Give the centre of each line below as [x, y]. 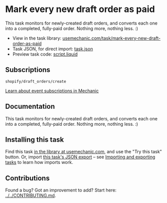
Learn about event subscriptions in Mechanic [52, 91]
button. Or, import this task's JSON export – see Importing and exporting [80, 157]
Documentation [30, 107]
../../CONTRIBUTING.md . [31, 195]
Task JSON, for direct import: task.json [53, 49]
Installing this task [35, 140]
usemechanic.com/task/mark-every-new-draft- [112, 38]
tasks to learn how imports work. [39, 162]
